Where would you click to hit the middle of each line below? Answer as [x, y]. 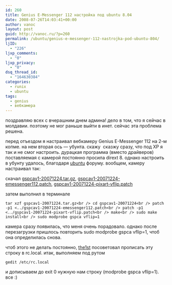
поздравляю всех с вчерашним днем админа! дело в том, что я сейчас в [85, 120]
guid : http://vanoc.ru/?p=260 [38, 34]
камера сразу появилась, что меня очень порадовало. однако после [81, 226]
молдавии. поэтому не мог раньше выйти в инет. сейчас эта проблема [83, 126]
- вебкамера [23, 106]
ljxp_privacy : [21, 63]
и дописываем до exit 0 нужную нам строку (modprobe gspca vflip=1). [82, 272]
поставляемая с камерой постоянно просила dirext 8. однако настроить [85, 158]
